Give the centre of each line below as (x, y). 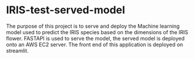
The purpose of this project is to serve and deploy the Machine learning (93, 26)
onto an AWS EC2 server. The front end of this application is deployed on (95, 45)
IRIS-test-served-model (66, 10)
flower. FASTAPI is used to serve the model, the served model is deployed (96, 38)
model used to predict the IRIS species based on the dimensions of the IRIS (97, 32)
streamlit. (17, 50)
